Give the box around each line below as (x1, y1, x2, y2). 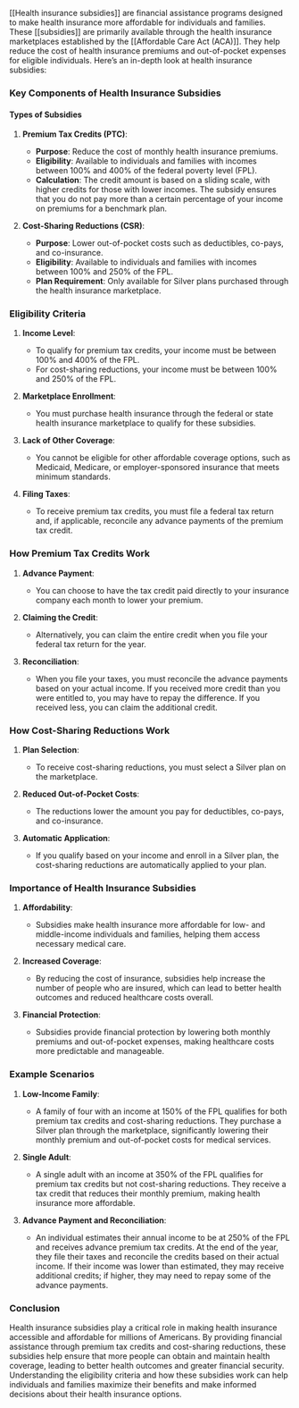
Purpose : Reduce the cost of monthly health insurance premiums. (35, 147, 278, 157)
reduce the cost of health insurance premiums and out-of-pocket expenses (9, 46, 287, 56)
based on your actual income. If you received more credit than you (35, 683, 281, 694)
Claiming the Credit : (21, 611, 98, 622)
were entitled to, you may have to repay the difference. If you (35, 692, 261, 703)
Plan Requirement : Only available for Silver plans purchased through (35, 276, 289, 287)
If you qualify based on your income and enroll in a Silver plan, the (35, 850, 279, 861)
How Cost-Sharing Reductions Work (9, 724, 170, 737)
